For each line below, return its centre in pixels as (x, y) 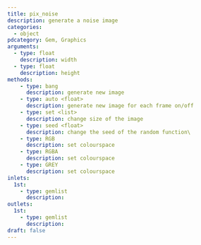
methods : (20, 79)
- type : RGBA (39, 152)
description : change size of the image (84, 119)
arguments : (23, 47)
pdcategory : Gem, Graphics (47, 40)
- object (26, 34)
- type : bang (39, 86)
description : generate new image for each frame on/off (110, 106)
